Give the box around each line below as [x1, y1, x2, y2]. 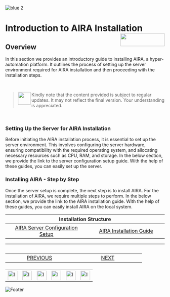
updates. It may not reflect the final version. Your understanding [31, 97, 165, 103]
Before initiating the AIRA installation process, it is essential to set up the [5, 137, 156, 143]
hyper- [149, 56, 164, 62]
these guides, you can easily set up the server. [5, 163, 103, 169]
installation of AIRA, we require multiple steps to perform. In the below [5, 193, 151, 199]
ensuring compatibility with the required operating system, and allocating [5, 147, 158, 153]
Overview [5, 43, 37, 51]
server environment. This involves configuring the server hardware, [5, 142, 146, 148]
